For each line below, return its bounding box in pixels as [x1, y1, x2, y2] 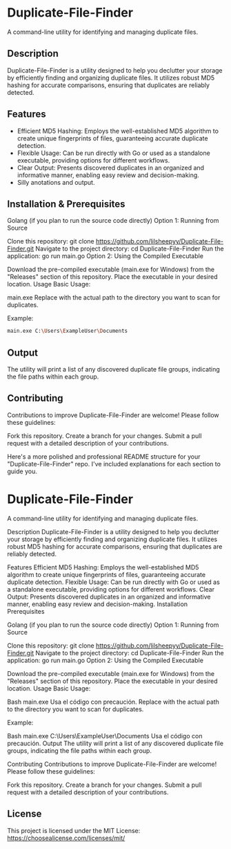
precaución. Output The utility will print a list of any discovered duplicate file [7, 739, 224, 747]
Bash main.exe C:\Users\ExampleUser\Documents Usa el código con [7, 731, 203, 740]
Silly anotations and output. [17, 178, 95, 186]
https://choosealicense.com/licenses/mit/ [7, 834, 125, 842]
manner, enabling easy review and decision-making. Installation [7, 600, 188, 608]
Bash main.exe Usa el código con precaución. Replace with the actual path [7, 697, 219, 706]
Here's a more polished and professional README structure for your [7, 452, 201, 461]
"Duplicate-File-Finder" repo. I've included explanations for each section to [7, 459, 221, 468]
